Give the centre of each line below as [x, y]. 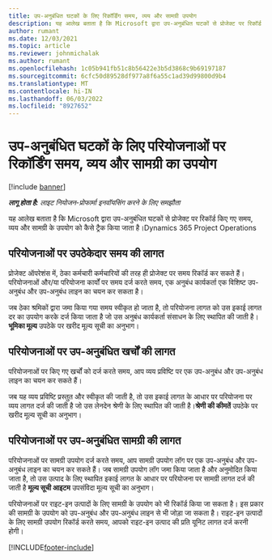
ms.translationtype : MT [49, 83]
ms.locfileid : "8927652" [50, 106]
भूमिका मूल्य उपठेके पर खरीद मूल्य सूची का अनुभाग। [74, 325]
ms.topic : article [39, 46]
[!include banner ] [37, 187]
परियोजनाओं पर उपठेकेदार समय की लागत [86, 254]
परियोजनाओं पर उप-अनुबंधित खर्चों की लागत [92, 352]
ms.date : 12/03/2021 [43, 38]
